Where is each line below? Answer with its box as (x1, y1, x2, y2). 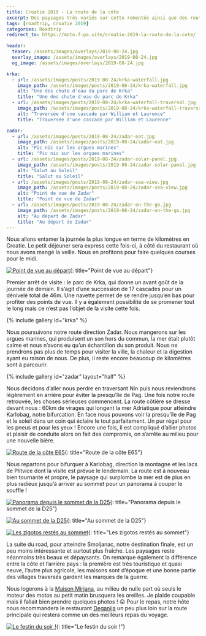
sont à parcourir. (6, 361, 48, 368)
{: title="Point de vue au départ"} (69, 267, 153, 274)
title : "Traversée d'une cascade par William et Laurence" (17, 116, 172, 123)
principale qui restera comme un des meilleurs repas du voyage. (6, 611, 169, 619)
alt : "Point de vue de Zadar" (17, 191, 95, 197)
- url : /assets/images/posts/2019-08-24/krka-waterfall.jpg (12, 77, 169, 83)
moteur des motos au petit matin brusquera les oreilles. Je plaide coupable (6, 592, 196, 599)
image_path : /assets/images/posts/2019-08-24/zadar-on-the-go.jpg (17, 207, 191, 213)
